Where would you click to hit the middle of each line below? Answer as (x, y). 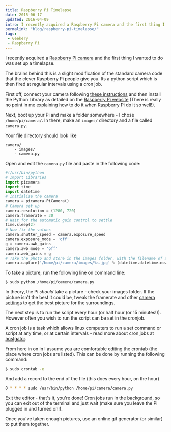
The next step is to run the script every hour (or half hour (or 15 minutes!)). (83, 313)
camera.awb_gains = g (28, 254)
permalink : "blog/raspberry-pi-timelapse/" (52, 29)
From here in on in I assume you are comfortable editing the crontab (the (81, 349)
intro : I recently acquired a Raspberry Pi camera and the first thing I (85, 24)
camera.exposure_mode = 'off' (37, 239)
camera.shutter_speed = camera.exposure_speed (55, 235)
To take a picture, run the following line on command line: (65, 273)
